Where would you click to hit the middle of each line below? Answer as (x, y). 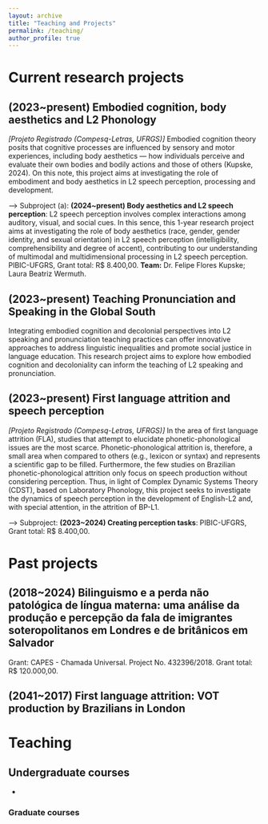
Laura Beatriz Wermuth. (47, 274)
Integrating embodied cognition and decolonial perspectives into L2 (120, 331)
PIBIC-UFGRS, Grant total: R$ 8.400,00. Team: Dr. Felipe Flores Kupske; (127, 265)
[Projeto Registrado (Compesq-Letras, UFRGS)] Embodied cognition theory (132, 139)
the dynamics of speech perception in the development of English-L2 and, (131, 499)
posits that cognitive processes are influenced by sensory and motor (122, 147)
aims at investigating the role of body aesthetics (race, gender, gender (124, 231)
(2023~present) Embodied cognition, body (117, 107)
